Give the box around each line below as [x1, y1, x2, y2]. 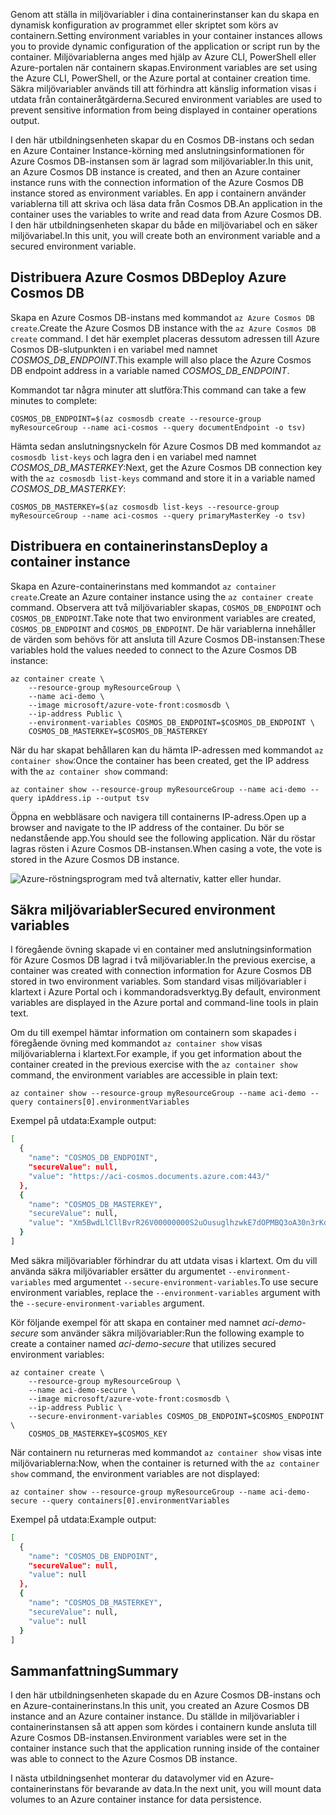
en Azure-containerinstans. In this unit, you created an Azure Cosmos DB [10, 1700, 310, 1712]
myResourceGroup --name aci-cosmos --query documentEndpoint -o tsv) [10, 422, 307, 433]
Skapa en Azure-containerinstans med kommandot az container [10, 580, 277, 592]
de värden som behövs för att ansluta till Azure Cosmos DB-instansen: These [10, 633, 326, 645]
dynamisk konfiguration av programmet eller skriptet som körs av [10, 19, 279, 31]
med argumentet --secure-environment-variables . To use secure [53, 1275, 319, 1288]
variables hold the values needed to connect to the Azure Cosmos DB [10, 644, 298, 656]
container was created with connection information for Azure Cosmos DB [10, 965, 312, 977]
